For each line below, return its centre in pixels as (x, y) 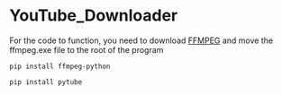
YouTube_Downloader (94, 16)
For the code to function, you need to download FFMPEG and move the (141, 40)
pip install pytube (46, 82)
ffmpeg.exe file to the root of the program (86, 49)
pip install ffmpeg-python (60, 66)
